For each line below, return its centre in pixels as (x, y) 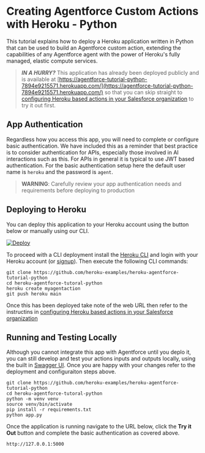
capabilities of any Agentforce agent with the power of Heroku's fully (93, 54)
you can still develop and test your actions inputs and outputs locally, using (101, 359)
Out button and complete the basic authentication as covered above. (93, 433)
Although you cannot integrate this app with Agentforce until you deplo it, (99, 352)
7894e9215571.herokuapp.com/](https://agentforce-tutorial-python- (107, 86)
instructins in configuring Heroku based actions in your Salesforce (90, 311)
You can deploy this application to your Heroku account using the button (98, 224)
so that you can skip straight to (143, 92)
